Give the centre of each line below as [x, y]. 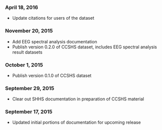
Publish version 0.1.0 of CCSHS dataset [52, 75]
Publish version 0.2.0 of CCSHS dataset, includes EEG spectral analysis [84, 47]
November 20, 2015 [29, 31]
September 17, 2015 [29, 112]
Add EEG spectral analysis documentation [54, 41]
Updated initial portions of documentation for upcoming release [76, 123]
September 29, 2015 [30, 88]
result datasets [27, 52]
